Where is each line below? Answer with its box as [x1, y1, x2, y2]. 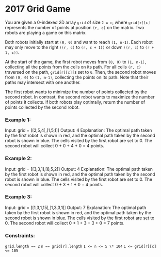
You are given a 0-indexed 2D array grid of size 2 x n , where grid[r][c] [5, 19, 150, 25]
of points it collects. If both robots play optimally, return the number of [5, 99, 145, 105]
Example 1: [5, 116, 31, 123]
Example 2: [5, 155, 32, 162]
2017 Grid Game [5, 3, 71, 15]
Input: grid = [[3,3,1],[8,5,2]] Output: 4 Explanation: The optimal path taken [5, 166, 153, 172]
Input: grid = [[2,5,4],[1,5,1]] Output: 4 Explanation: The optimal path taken [5, 128, 152, 133]
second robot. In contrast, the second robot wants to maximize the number [5, 94, 155, 100]
